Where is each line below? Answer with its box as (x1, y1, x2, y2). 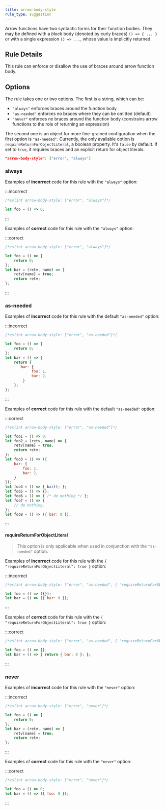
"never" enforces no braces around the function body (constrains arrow (12, 116, 158, 122)
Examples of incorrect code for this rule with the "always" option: (5, 179, 137, 185)
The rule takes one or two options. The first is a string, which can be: (5, 96, 145, 102)
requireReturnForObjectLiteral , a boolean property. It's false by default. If (5, 141, 158, 147)
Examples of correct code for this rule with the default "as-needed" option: (5, 406, 156, 412)
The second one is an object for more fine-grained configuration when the (5, 131, 156, 137)
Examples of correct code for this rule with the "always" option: (5, 226, 134, 231)
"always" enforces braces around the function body (12, 106, 117, 112)
